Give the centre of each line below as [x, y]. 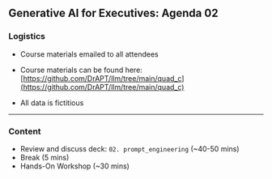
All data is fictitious [52, 102]
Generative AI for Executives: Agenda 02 [113, 13]
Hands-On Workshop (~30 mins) [74, 166]
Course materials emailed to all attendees [89, 54]
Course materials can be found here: [81, 70]
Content [25, 131]
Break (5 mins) [45, 157]
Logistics [27, 36]
